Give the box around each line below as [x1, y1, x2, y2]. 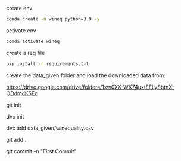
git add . [6, 136, 27, 143]
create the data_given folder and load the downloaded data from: [6, 71, 166, 79]
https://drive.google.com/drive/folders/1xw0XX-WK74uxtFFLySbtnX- [6, 83, 175, 90]
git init [6, 101, 22, 108]
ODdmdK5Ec [6, 89, 38, 97]
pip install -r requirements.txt [6, 60, 89, 67]
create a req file [6, 49, 45, 56]
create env [6, 5, 33, 11]
